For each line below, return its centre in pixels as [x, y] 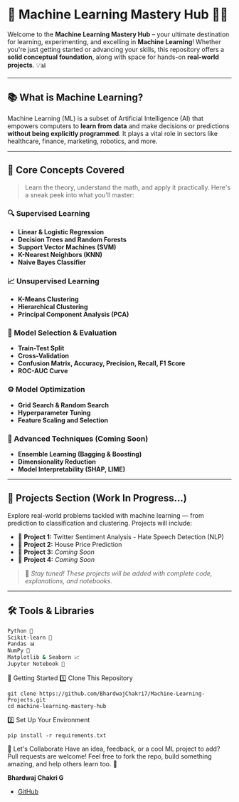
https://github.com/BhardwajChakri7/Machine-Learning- [122, 694]
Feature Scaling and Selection [63, 420]
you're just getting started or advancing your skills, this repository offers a [116, 49]
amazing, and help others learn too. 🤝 [62, 764]
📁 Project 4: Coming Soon [56, 559]
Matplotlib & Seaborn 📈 [44, 657]
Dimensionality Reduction [57, 462]
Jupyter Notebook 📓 [36, 664]
